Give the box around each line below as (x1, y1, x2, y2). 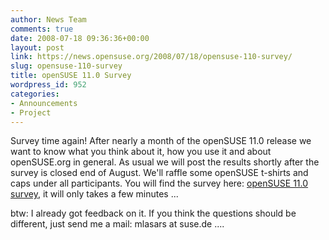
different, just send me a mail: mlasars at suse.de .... (10, 218, 225, 230)
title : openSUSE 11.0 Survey (10, 71, 132, 81)
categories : (10, 89, 60, 99)
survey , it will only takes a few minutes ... (10, 188, 179, 200)
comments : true (10, 24, 74, 34)
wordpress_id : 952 (10, 80, 87, 90)
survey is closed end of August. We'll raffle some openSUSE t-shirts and (10, 167, 309, 179)
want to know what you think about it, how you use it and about (10, 146, 272, 158)
